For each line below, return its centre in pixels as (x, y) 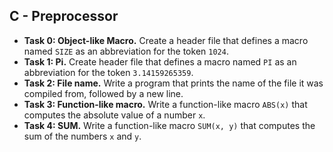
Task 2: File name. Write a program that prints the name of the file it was (173, 83)
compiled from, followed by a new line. (103, 93)
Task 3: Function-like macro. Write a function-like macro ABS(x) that (165, 104)
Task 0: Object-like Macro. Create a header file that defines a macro (166, 40)
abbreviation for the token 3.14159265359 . (108, 72)
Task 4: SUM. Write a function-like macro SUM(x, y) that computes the (169, 125)
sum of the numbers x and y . (82, 136)
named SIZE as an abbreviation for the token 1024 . (126, 51)
